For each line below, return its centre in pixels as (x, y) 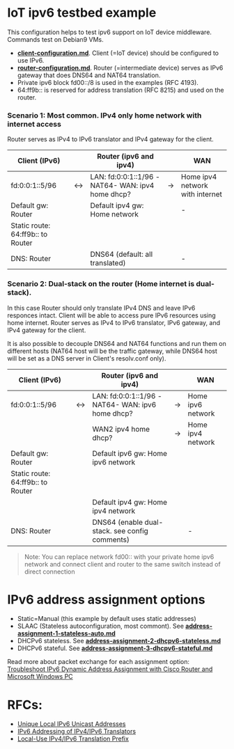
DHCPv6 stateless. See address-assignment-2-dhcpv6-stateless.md (119, 641)
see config (131, 530)
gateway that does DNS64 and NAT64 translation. (89, 75)
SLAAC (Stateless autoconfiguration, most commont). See (101, 626)
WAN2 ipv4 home (121, 429)
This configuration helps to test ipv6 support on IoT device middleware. (110, 32)
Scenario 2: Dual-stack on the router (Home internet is (101, 284)
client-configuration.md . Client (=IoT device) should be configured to (118, 53)
